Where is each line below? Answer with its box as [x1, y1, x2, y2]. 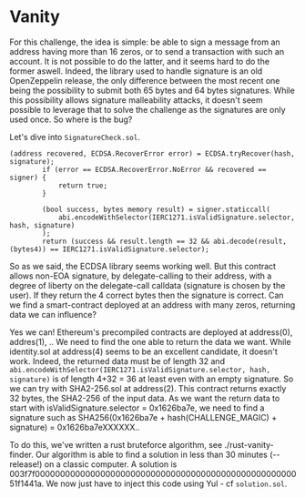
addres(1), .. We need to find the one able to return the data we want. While [9, 336, 291, 347]
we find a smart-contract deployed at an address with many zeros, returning [9, 299, 296, 310]
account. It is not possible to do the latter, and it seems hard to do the [9, 56, 270, 66]
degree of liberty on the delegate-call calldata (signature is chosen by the [9, 279, 286, 290]
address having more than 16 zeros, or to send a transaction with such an [9, 46, 285, 56]
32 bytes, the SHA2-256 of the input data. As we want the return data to [9, 392, 280, 403]
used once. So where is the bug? [9, 114, 133, 125]
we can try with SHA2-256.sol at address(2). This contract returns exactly [9, 382, 287, 393]
